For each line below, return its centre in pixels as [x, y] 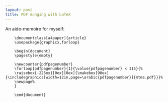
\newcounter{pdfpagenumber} [44, 64]
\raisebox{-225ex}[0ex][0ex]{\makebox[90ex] [62, 73]
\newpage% [25, 81]
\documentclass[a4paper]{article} [50, 38]
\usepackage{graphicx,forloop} [47, 42]
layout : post [19, 10]
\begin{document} [32, 51]
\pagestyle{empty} [33, 55]
